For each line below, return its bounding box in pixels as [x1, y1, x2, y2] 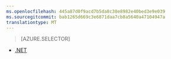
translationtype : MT [6, 19, 57, 25]
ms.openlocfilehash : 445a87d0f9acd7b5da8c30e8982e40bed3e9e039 [6, 8, 166, 15]
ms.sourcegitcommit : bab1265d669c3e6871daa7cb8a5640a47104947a [6, 14, 166, 20]
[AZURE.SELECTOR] [20, 36, 70, 43]
